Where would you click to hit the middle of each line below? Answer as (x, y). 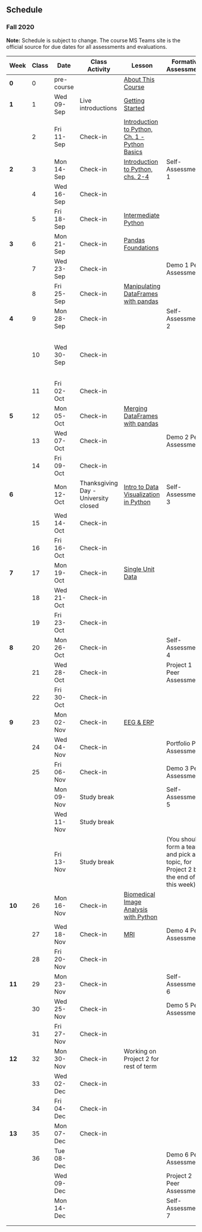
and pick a (181, 854)
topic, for (179, 861)
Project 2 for (141, 1059)
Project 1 (179, 665)
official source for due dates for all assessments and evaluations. (87, 46)
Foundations (141, 247)
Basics (133, 152)
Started (134, 108)
